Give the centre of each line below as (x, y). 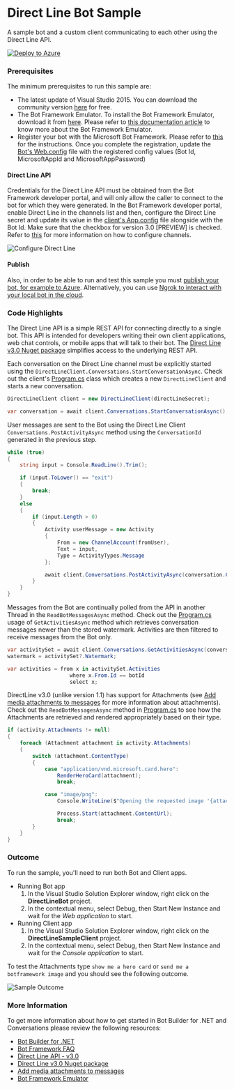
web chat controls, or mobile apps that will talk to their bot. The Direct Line (114, 342)
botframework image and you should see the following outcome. (98, 973)
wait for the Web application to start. (80, 915)
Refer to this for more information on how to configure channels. (99, 235)
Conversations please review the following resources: (84, 1028)
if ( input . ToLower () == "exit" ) (67, 478)
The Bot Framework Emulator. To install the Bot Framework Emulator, (116, 115)
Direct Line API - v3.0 (48, 1056)
